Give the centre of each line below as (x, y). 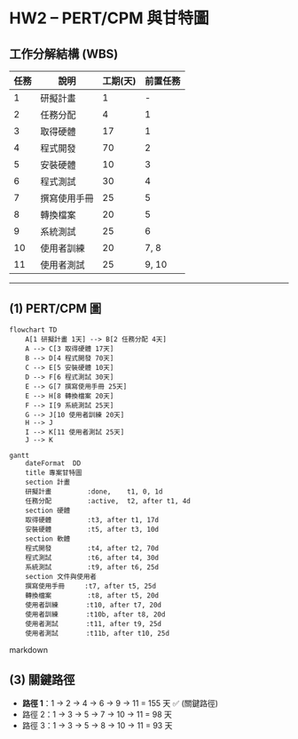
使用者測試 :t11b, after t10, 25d (98, 633)
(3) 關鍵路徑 (42, 680)
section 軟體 (48, 539)
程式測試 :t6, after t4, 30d (92, 558)
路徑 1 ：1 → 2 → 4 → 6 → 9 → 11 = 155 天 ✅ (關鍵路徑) (120, 703)
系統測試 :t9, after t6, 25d (92, 567)
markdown (29, 649)
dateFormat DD (53, 463)
